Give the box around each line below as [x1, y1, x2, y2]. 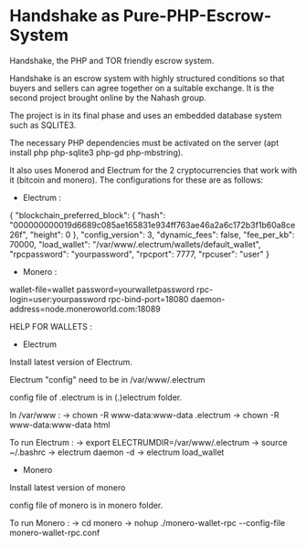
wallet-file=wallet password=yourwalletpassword [9, 284, 195, 295]
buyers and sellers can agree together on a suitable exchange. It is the [9, 82, 275, 93]
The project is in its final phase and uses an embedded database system [9, 110, 282, 121]
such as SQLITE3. [9, 120, 77, 131]
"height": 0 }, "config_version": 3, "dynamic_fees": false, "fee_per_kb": [29, 229, 295, 240]
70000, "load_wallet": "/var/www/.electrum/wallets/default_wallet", [9, 238, 262, 249]
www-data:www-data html [9, 419, 111, 430]
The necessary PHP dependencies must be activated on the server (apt [9, 137, 280, 148]
